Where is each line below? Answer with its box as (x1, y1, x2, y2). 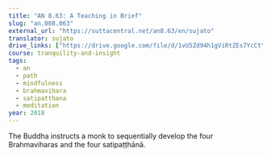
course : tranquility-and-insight (8, 49, 121, 57)
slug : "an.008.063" (8, 19, 74, 27)
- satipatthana (15, 94, 67, 102)
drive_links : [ (8, 42, 60, 50)
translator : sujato (8, 34, 74, 43)
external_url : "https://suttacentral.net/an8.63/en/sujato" (8, 27, 215, 35)
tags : (8, 57, 27, 65)
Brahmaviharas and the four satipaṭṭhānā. (8, 140, 146, 149)
